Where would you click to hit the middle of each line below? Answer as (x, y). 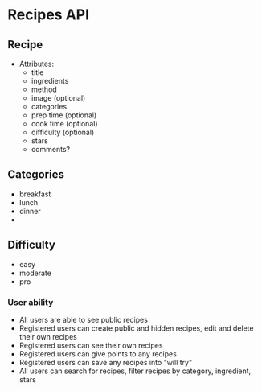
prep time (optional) (64, 115)
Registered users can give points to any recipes (98, 354)
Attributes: (37, 64)
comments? (50, 149)
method (44, 89)
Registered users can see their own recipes (91, 345)
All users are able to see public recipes (83, 319)
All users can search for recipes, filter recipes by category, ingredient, (135, 371)
